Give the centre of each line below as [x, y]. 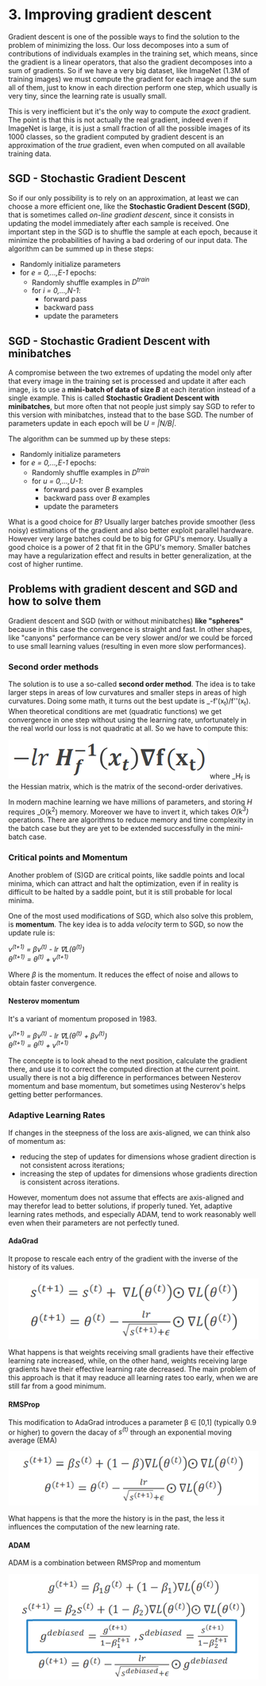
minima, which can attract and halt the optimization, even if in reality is [123, 883]
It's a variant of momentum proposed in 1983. [83, 1019]
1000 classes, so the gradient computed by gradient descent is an [116, 136]
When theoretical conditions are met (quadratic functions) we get [115, 711]
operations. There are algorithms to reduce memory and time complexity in [131, 820]
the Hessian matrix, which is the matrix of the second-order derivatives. [126, 786]
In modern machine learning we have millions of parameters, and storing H [130, 802]
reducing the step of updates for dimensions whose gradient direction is [138, 1157]
